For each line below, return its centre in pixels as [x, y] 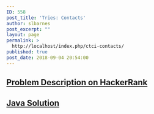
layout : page [23, 35]
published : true [27, 52]
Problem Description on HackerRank [77, 82]
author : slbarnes [28, 23]
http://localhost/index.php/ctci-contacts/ [68, 47]
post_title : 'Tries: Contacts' [46, 18]
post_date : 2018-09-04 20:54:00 [47, 58]
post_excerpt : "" [28, 29]
